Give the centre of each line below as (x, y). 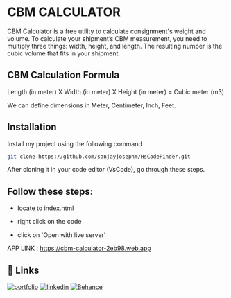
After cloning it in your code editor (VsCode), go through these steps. (106, 170)
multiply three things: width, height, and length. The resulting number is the (115, 46)
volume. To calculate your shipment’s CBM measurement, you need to (107, 38)
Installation (32, 127)
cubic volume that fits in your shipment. (63, 53)
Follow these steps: (50, 191)
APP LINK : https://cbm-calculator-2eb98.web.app (79, 248)
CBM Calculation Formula (63, 75)
